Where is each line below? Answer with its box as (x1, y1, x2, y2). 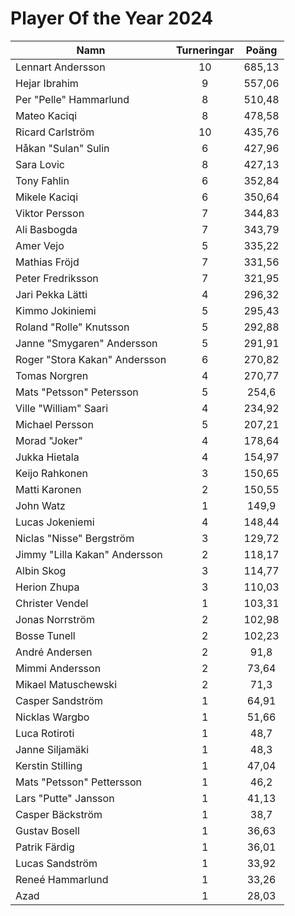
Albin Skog (15, 563, 67, 577)
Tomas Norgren (15, 368, 89, 382)
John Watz (15, 498, 66, 512)
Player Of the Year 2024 (10, 7, 214, 30)
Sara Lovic (15, 157, 65, 171)
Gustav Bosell (15, 823, 80, 837)
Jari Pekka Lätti (15, 287, 88, 301)
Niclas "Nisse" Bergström (15, 531, 135, 545)
